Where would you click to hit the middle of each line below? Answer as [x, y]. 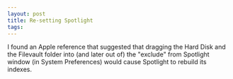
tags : [15, 27]
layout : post [27, 14]
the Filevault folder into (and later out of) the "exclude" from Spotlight [109, 54]
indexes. [19, 69]
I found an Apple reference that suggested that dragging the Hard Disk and [117, 47]
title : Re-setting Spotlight [50, 20]
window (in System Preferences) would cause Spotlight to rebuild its [107, 62]
